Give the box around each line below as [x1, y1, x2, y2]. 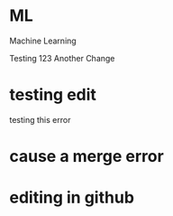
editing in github [9, 187, 135, 208]
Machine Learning [9, 35, 77, 46]
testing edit [9, 85, 97, 105]
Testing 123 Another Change [9, 52, 115, 63]
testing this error [9, 114, 71, 125]
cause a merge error [9, 146, 164, 167]
